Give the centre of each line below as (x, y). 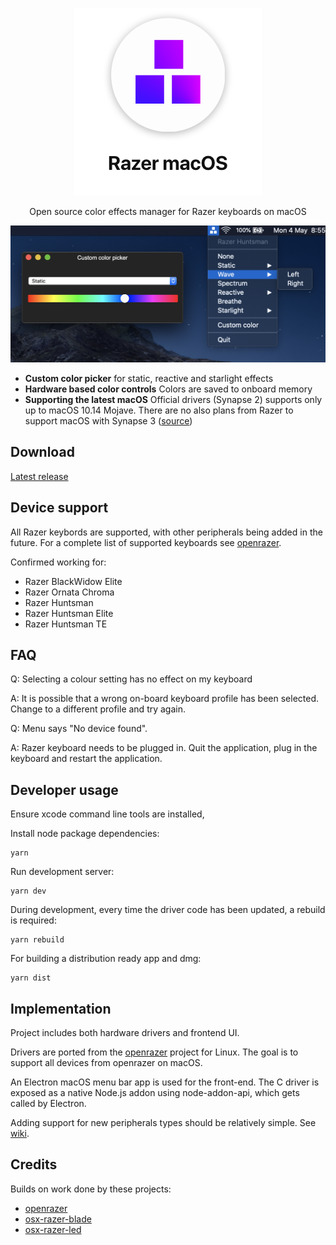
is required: (33, 920)
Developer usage (64, 789)
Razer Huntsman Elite (69, 613)
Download (42, 452)
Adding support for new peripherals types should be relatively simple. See (163, 1123)
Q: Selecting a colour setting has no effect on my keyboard (131, 679)
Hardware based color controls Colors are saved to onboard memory (168, 389)
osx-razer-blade (58, 1219)
